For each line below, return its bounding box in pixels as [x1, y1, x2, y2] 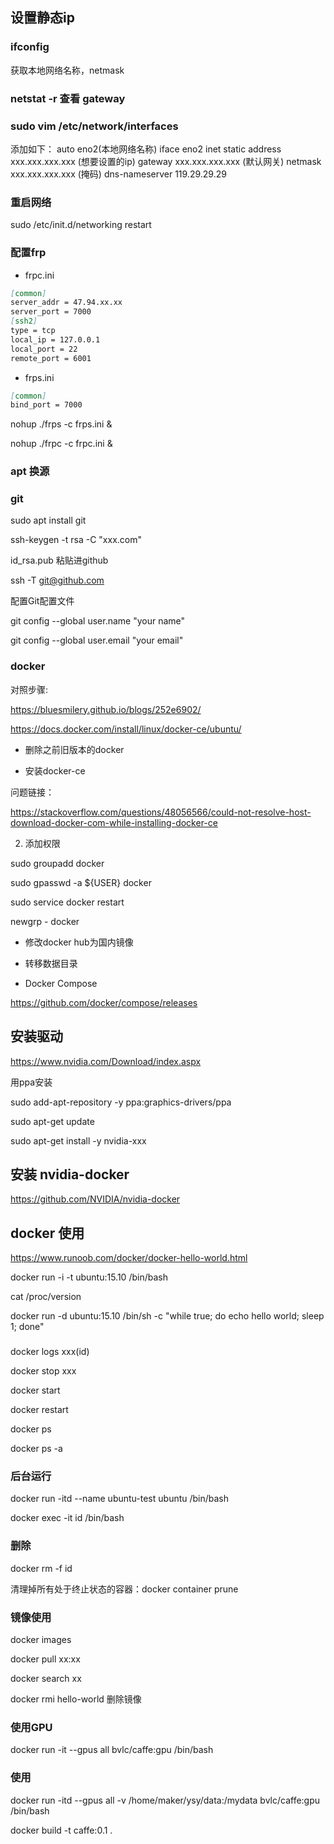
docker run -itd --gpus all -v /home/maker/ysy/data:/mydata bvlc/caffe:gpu [10, 1794, 321, 1806]
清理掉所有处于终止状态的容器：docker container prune [10, 1583, 239, 1595]
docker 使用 [10, 1224, 85, 1242]
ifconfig [10, 40, 50, 54]
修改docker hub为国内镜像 [24, 936, 134, 948]
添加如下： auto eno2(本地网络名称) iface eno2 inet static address [10, 143, 282, 155]
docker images [10, 1634, 72, 1646]
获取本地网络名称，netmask [10, 64, 125, 76]
